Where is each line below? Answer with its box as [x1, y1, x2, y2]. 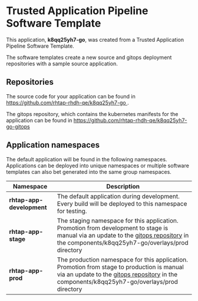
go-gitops [6, 123, 31, 130]
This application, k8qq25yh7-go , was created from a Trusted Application [6, 36, 184, 43]
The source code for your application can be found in [6, 92, 136, 100]
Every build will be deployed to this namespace [57, 199, 187, 207]
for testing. [57, 207, 87, 215]
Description [105, 182, 140, 190]
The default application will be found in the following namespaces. [6, 156, 167, 163]
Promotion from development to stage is [57, 224, 169, 232]
